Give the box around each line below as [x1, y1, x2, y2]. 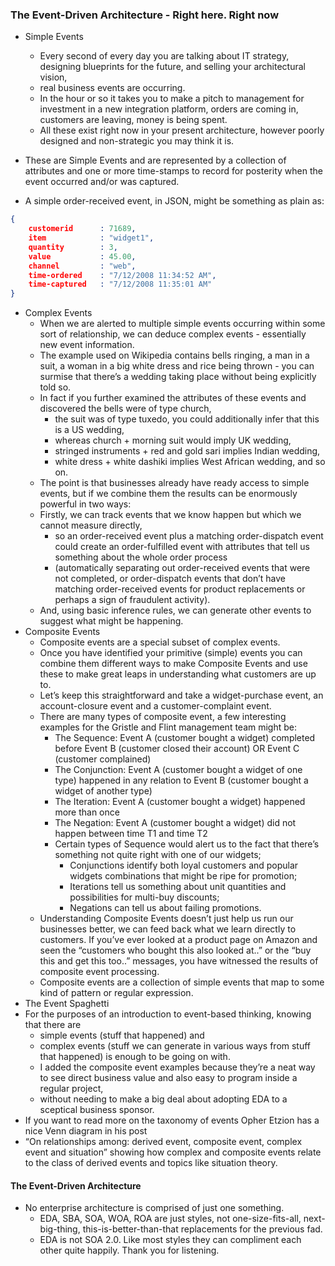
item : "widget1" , [28, 233, 155, 243]
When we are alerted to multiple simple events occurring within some [39, 318, 326, 330]
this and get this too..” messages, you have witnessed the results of [39, 955, 319, 967]
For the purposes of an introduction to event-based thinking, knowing [24, 1008, 312, 1020]
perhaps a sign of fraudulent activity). [54, 594, 211, 606]
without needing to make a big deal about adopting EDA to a [39, 1093, 288, 1105]
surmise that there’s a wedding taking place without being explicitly [39, 371, 317, 383]
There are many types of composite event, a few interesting [39, 711, 287, 723]
